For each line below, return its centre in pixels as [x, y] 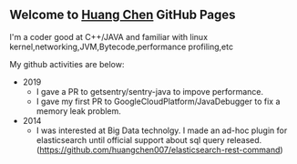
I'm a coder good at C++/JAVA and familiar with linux [108, 36]
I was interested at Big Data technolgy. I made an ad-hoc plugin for [162, 130]
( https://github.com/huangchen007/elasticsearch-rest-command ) [160, 149]
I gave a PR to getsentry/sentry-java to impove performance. [150, 91]
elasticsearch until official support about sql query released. [149, 139]
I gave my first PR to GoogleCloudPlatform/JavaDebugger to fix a [158, 101]
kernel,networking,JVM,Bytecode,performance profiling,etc [122, 46]
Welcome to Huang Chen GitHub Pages [123, 15]
